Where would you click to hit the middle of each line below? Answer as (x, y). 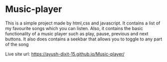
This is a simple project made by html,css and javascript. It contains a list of (83, 23)
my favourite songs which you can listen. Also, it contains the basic (74, 28)
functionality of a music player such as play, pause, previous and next (77, 33)
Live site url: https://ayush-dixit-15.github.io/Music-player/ (65, 54)
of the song (17, 44)
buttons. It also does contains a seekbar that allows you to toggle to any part (84, 39)
